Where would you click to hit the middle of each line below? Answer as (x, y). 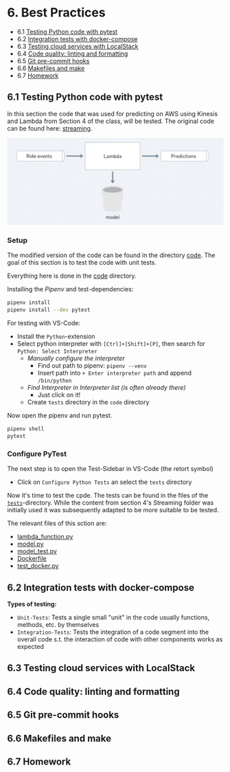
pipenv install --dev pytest (49, 310)
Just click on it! (59, 395)
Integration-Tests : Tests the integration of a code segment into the (113, 632)
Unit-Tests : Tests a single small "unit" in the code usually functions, (113, 617)
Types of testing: (32, 604)
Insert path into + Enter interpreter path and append (115, 373)
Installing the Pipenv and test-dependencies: (70, 289)
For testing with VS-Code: (44, 323)
